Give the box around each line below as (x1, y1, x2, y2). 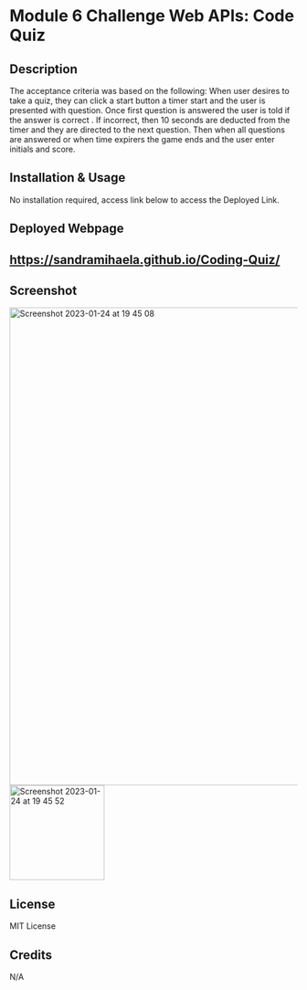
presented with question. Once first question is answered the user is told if (9, 105, 291, 115)
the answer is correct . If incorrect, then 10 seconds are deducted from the (9, 115, 291, 125)
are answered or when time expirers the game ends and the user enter (9, 134, 275, 144)
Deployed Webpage (9, 221, 124, 237)
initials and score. (9, 143, 76, 154)
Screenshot (9, 282, 78, 298)
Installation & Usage (9, 170, 126, 185)
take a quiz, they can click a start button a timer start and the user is (9, 95, 266, 106)
